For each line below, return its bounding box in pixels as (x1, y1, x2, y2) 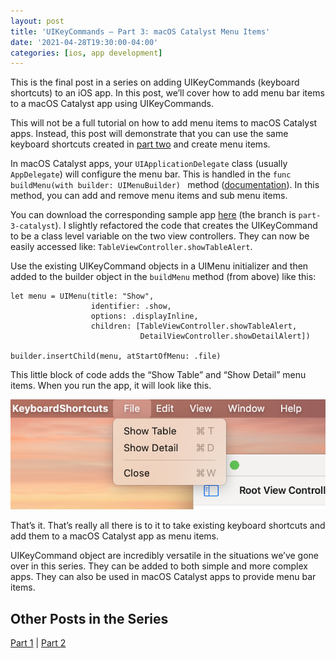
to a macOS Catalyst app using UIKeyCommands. (10, 98, 215, 110)
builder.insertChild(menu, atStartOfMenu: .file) (10, 351, 222, 362)
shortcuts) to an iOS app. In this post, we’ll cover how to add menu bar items (10, 87, 325, 99)
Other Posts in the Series (10, 610, 169, 627)
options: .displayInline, (90, 311, 199, 322)
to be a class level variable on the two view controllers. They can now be (10, 230, 310, 242)
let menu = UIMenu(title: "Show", (10, 291, 155, 302)
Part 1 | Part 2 (10, 637, 67, 649)
